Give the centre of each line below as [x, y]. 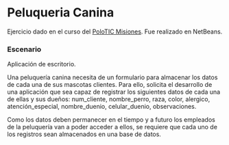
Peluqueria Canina [61, 13]
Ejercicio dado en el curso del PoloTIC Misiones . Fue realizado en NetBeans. [115, 31]
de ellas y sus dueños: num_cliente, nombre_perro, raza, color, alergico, [109, 99]
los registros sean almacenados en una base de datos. [84, 134]
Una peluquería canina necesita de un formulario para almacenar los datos [112, 77]
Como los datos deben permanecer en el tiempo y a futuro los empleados [111, 120]
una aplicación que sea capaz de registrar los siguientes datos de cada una [114, 92]
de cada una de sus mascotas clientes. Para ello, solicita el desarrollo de [110, 85]
